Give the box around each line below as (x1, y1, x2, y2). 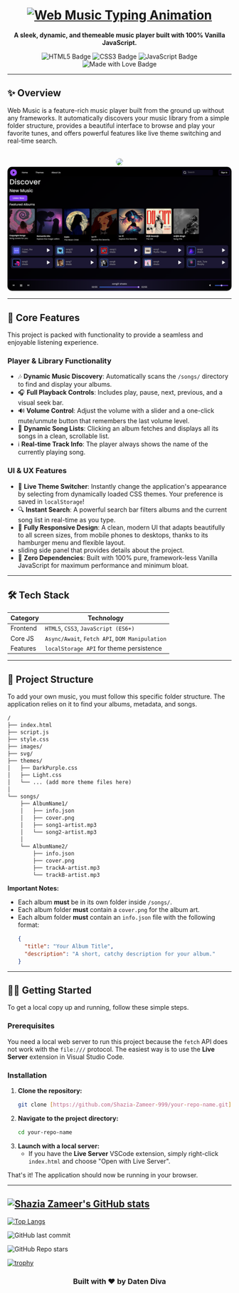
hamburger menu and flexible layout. (17, 538, 126, 547)
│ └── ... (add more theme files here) (7, 779, 132, 786)
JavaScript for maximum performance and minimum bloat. (17, 561, 189, 569)
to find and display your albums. (17, 380, 112, 389)
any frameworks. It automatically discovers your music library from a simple (7, 113, 230, 122)
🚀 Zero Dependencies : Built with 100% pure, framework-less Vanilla (17, 553, 218, 562)
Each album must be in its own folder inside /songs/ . (17, 898, 173, 906)
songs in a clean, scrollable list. (17, 432, 110, 440)
